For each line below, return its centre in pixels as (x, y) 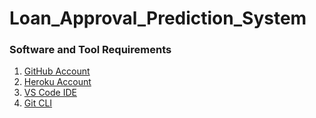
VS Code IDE (50, 93)
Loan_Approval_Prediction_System (158, 18)
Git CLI (38, 103)
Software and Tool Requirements (90, 50)
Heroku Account (57, 82)
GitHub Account (57, 71)
